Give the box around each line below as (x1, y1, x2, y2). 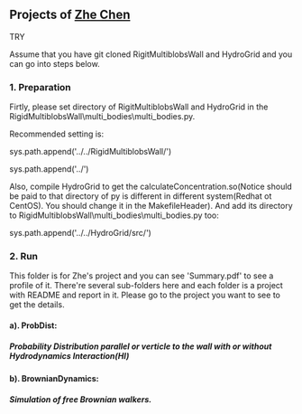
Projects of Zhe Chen (9, 7, 131, 23)
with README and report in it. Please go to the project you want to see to (9, 289, 281, 301)
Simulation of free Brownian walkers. (9, 393, 152, 405)
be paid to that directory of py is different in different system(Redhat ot (9, 191, 272, 202)
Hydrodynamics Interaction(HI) (9, 350, 130, 361)
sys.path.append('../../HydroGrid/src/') (9, 228, 151, 239)
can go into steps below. (9, 58, 101, 69)
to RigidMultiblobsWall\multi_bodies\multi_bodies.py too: (9, 210, 219, 221)
